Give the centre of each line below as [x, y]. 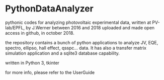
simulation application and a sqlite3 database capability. [63, 53]
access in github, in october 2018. [40, 33]
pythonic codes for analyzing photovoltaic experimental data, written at [78, 22]
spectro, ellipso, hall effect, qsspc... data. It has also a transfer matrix [76, 48]
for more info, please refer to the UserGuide [50, 72]
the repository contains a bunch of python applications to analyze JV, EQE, [82, 42]
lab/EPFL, [15, 27]
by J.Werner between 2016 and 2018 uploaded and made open [90, 27]
